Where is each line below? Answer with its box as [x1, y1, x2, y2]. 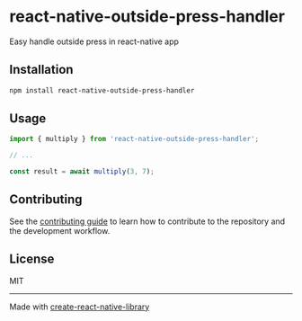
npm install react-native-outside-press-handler [9, 85, 195, 95]
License [9, 252, 55, 267]
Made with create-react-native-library [9, 301, 150, 312]
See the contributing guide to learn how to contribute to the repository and [9, 216, 286, 227]
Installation [9, 62, 74, 77]
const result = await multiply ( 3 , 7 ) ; [9, 167, 155, 176]
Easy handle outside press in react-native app [9, 36, 180, 47]
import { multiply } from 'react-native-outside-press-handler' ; [9, 135, 259, 144]
